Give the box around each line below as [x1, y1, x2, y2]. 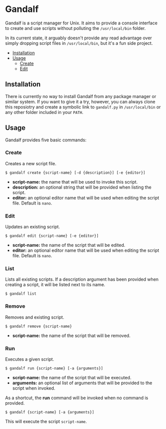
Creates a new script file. [5, 160, 57, 166]
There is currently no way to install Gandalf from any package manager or [5, 93, 157, 99]
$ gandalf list [5, 291, 37, 297]
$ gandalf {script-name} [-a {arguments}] [5, 410, 94, 415]
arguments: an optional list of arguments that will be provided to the [12, 380, 153, 386]
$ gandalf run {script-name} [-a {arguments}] [5, 366, 103, 371]
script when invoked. [12, 385, 56, 391]
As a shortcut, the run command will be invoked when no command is [5, 395, 148, 401]
